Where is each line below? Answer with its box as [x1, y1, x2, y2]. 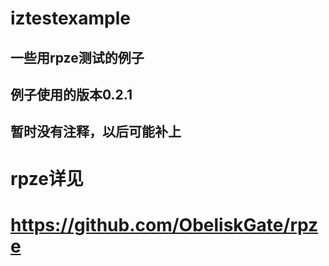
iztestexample [10, 7, 131, 30]
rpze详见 [10, 167, 84, 190]
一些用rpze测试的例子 [10, 49, 145, 66]
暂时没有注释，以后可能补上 [10, 123, 182, 141]
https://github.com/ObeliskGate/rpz [10, 213, 319, 236]
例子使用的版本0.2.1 [10, 86, 133, 103]
